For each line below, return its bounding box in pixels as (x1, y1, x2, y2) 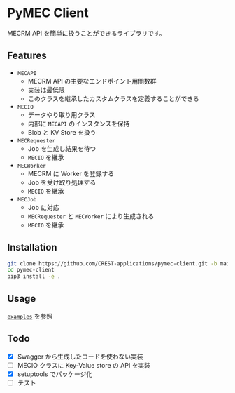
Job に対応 (27, 203, 59, 211)
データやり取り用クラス (27, 110, 96, 119)
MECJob (17, 196, 37, 203)
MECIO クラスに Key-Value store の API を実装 (17, 361, 151, 369)
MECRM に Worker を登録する (27, 169, 115, 178)
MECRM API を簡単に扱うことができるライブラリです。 (7, 29, 166, 37)
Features (7, 50, 47, 62)
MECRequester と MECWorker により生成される (27, 212, 155, 220)
